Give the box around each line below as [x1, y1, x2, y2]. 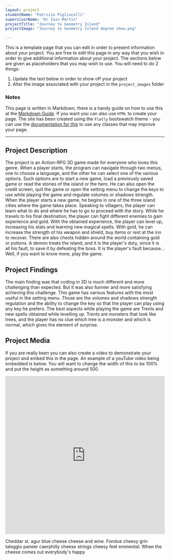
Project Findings [5, 265, 58, 274]
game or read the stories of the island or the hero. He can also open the [5, 181, 155, 187]
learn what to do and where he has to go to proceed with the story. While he [5, 208, 164, 214]
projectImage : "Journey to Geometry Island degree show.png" [5, 26, 137, 31]
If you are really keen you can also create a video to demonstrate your [5, 350, 151, 356]
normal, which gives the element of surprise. [5, 322, 99, 328]
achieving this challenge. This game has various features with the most [5, 290, 153, 296]
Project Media [5, 337, 50, 345]
